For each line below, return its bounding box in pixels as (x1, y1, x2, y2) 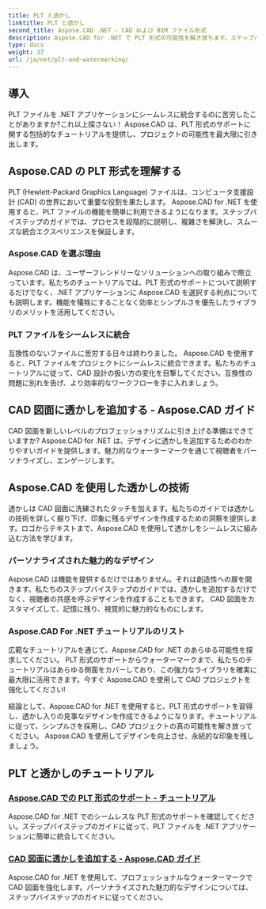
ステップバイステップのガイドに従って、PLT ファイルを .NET (21, 822, 220, 831)
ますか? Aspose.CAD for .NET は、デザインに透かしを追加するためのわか (14, 436, 253, 445)
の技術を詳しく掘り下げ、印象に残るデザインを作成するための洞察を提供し (8, 513, 251, 523)
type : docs (8, 41, 44, 49)
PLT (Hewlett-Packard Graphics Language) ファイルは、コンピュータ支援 (8, 187, 247, 196)
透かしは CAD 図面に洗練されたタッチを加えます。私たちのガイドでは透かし (8, 503, 256, 513)
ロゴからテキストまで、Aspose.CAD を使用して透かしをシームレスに (21, 523, 244, 532)
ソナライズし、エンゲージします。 (8, 456, 119, 465)
